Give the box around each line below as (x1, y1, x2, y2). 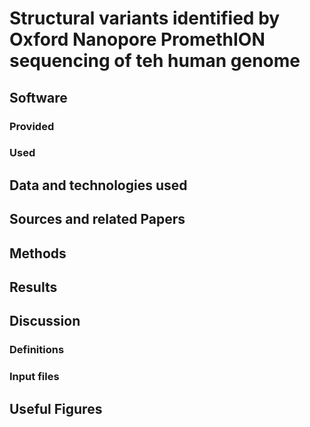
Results (9, 278, 58, 296)
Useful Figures (9, 400, 103, 417)
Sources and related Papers (9, 211, 186, 228)
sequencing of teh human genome (9, 50, 301, 72)
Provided (9, 119, 55, 133)
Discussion (9, 313, 81, 330)
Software (9, 89, 68, 106)
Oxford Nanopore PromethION (9, 28, 266, 51)
